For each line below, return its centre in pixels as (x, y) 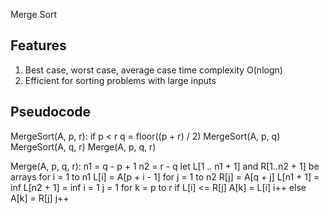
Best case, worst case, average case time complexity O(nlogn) (153, 70)
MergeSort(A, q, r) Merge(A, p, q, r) (83, 146)
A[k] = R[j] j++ (40, 198)
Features (38, 45)
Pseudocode (51, 112)
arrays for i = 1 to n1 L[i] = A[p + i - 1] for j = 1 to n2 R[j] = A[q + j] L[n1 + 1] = (165, 176)
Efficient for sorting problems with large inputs (120, 80)
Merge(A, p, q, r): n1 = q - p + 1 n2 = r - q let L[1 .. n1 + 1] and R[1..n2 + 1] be (165, 166)
